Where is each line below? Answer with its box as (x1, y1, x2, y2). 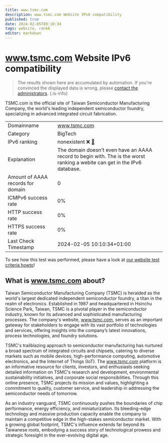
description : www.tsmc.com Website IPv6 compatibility (5, 12, 122, 17)
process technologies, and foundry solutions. (5, 333, 98, 339)
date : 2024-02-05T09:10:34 (5, 21, 61, 27)
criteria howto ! (5, 262, 35, 268)
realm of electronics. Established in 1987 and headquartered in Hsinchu (5, 300, 152, 306)
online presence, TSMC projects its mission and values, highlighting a (5, 380, 148, 386)
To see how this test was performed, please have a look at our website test (5, 257, 160, 263)
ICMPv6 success (7, 194, 47, 201)
